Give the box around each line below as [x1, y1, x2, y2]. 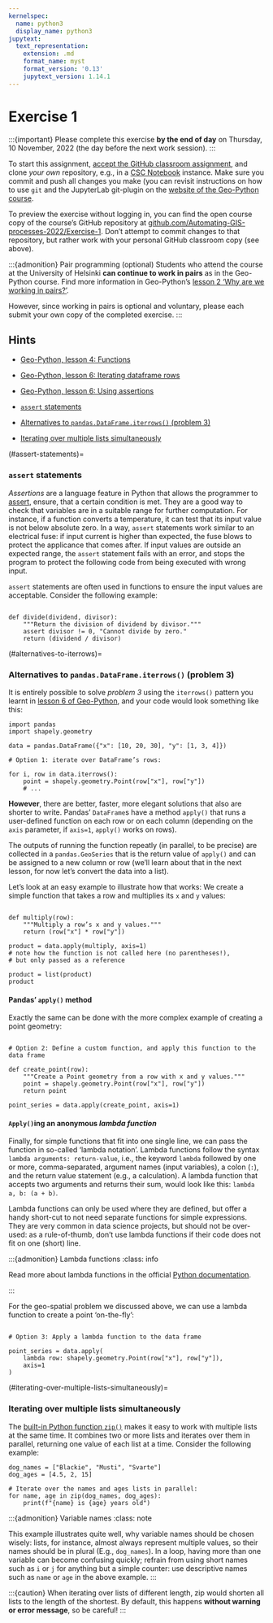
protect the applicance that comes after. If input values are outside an [8, 540, 241, 550]
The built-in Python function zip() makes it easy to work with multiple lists [8, 1421, 258, 1431]
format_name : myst [23, 58, 85, 66]
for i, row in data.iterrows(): [8, 770, 118, 778]
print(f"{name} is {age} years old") [23, 1499, 151, 1507]
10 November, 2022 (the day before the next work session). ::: [8, 143, 216, 153]
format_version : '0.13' [23, 65, 104, 73]
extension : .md [23, 50, 75, 58]
